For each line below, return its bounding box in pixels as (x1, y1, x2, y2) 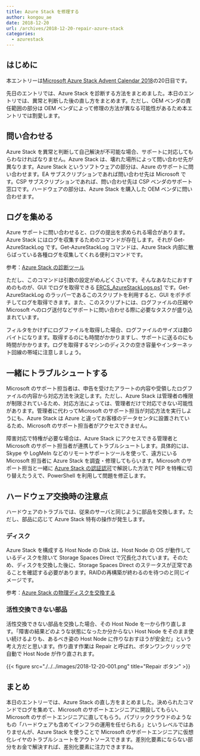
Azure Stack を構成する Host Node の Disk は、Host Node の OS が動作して (6, 547, 192, 554)
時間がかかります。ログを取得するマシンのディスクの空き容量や (6, 341, 162, 349)
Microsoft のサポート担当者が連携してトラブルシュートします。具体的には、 (6, 442, 192, 450)
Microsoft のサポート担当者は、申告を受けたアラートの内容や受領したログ (6, 385, 187, 392)
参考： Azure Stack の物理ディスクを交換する (6, 589, 115, 596)
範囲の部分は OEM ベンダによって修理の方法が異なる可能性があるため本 (11, 104, 187, 111)
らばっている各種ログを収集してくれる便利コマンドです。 (6, 251, 146, 258)
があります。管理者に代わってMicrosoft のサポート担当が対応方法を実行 (6, 407, 182, 414)
